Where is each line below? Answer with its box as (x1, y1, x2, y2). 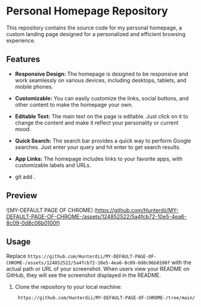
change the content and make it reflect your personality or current (14, 119, 179, 126)
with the (171, 259, 192, 266)
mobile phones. (14, 83, 54, 90)
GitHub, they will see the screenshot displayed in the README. (6, 272, 161, 279)
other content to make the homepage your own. (14, 101, 133, 108)
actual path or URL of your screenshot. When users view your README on (6, 266, 190, 273)
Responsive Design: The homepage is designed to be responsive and (14, 70, 188, 78)
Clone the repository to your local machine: (14, 284, 122, 291)
